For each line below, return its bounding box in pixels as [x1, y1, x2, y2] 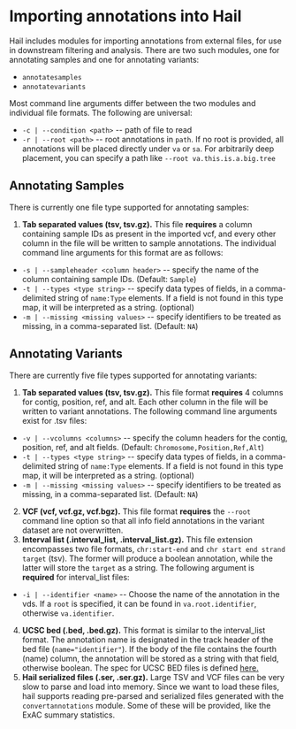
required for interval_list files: [21, 572, 130, 582]
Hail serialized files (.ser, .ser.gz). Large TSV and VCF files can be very [21, 671, 285, 682]
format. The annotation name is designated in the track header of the [21, 634, 274, 645]
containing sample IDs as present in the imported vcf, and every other [21, 228, 277, 239]
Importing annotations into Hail [9, 6, 242, 27]
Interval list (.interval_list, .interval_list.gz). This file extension [21, 533, 254, 545]
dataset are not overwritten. [21, 525, 124, 535]
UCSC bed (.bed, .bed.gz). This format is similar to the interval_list [21, 625, 266, 635]
